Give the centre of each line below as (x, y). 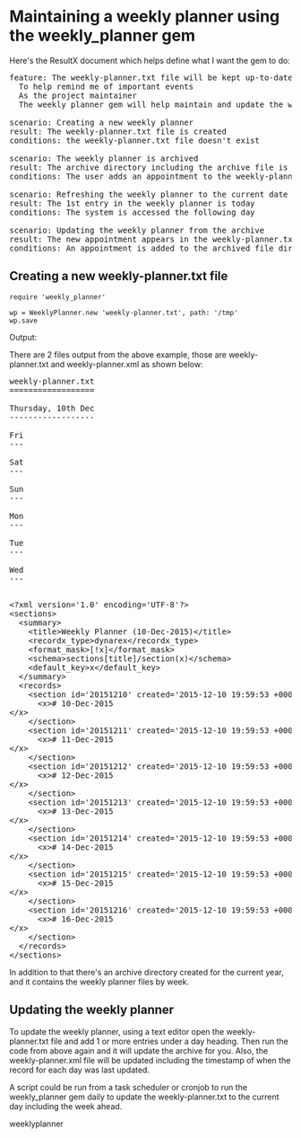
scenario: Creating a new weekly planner (102, 122)
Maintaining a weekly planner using (145, 17)
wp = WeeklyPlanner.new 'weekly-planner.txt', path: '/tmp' (124, 313)
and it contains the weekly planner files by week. (99, 982)
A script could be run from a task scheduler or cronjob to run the (129, 1087)
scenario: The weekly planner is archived (104, 158)
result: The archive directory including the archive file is (149, 167)
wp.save (24, 321)
